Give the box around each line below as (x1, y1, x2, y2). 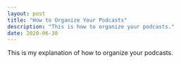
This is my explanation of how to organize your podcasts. (7, 49, 174, 57)
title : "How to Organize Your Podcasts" (7, 17, 128, 24)
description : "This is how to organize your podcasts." (7, 23, 175, 30)
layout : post (7, 10, 46, 17)
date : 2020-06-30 (7, 29, 58, 37)
